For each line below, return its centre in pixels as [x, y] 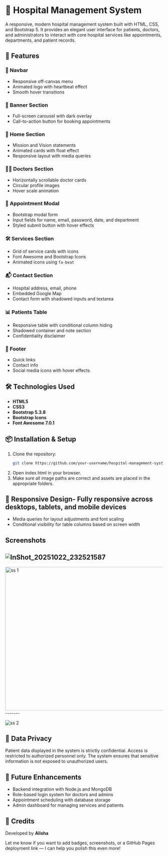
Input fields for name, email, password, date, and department [75, 220]
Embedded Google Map [37, 294]
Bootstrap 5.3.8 [29, 412]
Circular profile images [36, 185]
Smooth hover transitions [38, 92]
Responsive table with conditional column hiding [62, 325]
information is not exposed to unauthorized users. [57, 762]
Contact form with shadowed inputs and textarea [63, 299]
